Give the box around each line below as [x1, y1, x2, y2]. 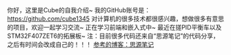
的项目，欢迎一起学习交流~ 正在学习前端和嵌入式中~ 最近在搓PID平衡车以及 [7, 23, 222, 31]
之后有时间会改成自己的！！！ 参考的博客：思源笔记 [7, 41, 154, 48]
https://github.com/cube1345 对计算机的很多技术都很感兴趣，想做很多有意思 [7, 14, 225, 23]
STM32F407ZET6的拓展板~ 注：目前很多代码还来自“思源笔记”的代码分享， [7, 32, 219, 40]
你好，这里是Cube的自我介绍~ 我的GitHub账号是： [7, 6, 151, 14]
